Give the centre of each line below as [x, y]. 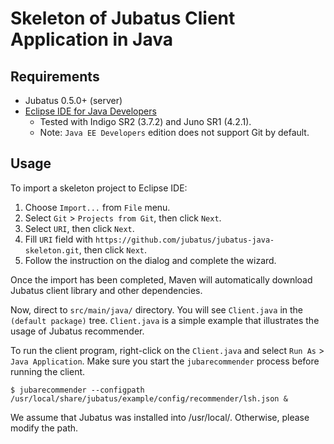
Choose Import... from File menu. [97, 207]
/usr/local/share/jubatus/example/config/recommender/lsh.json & [149, 398]
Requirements [55, 76]
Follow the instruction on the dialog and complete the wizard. [150, 260]
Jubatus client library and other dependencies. [106, 290]
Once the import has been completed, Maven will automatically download [161, 279]
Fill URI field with [58, 239]
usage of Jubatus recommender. [77, 331]
